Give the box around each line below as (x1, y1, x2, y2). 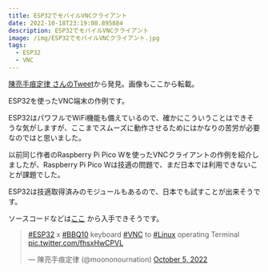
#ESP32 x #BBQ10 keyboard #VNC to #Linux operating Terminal (27, 229, 240, 239)
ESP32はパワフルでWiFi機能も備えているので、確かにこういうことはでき (8, 112, 247, 122)
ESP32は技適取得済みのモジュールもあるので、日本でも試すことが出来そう (8, 187, 254, 196)
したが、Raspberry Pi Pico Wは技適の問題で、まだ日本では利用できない (14, 160, 251, 169)
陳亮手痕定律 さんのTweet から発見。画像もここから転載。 (8, 79, 199, 89)
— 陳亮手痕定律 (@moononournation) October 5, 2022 (27, 254, 208, 264)
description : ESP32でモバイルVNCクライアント (8, 26, 150, 34)
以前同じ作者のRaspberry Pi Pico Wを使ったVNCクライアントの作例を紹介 (8, 149, 252, 160)
